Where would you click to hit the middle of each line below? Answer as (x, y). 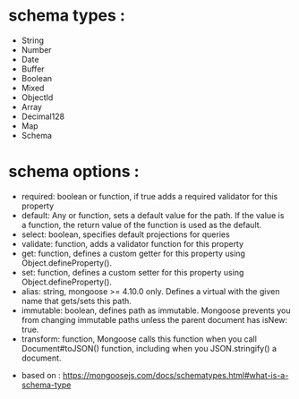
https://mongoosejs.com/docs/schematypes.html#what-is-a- (176, 375)
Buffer (33, 69)
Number (36, 49)
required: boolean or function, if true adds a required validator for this (149, 196)
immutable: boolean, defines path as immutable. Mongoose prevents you (156, 310)
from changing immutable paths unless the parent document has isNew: (154, 319)
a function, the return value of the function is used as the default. (141, 225)
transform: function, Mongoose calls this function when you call (139, 339)
